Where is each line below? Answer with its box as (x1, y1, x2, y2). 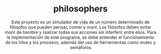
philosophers (53, 3, 108, 14)
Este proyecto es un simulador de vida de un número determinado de (11, 19, 150, 25)
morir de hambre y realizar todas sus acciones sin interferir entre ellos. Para (4, 29, 157, 35)
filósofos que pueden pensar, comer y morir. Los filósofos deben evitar (9, 24, 152, 30)
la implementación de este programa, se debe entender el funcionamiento (6, 34, 155, 40)
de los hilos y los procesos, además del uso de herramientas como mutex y (5, 39, 156, 45)
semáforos (70, 44, 91, 50)
